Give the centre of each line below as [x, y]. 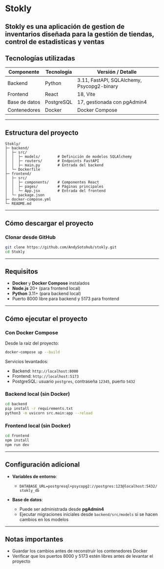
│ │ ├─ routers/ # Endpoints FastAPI [52, 161]
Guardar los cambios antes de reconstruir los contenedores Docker [80, 551]
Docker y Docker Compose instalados [51, 283]
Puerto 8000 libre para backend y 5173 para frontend [66, 299]
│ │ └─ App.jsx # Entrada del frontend [55, 191]
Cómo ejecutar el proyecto [46, 318]
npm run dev [17, 445]
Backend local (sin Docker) [38, 394]
